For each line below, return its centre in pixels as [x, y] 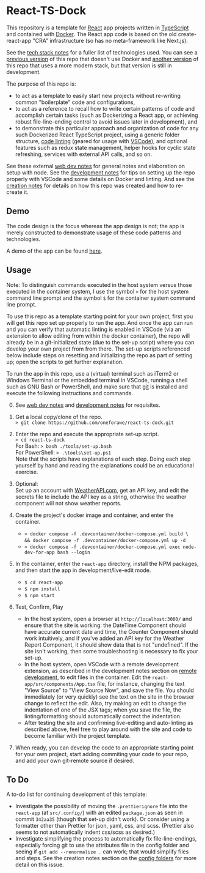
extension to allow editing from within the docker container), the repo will [98, 336]
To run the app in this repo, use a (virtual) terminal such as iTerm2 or [92, 373]
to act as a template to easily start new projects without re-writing [98, 95]
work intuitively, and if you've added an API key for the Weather [104, 638]
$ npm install [42, 589]
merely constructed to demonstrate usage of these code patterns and [94, 232]
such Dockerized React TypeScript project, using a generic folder [97, 135]
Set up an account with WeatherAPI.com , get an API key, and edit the [102, 490]
